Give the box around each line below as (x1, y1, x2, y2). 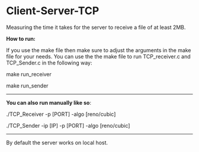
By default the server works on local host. (6, 139, 108, 146)
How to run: (6, 35, 36, 42)
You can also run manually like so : (6, 99, 92, 106)
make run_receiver (6, 70, 52, 77)
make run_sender (6, 82, 49, 89)
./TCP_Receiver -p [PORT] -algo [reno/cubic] (6, 111, 116, 118)
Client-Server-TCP (6, 4, 99, 18)
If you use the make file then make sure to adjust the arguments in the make (6, 46, 191, 54)
